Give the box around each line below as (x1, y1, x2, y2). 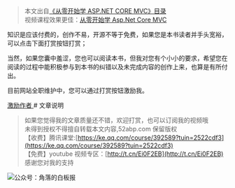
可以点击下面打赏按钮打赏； (7, 39, 87, 48)
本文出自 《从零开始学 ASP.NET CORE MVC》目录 (24, 7, 166, 15)
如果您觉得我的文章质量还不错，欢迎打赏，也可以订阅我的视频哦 (24, 116, 208, 124)
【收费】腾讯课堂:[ (24, 133, 78, 142)
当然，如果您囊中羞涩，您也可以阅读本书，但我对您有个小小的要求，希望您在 (7, 54, 228, 62)
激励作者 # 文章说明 (7, 101, 64, 109)
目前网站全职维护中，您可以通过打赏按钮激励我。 (7, 87, 148, 94)
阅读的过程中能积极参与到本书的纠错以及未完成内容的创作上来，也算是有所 (7, 63, 222, 71)
